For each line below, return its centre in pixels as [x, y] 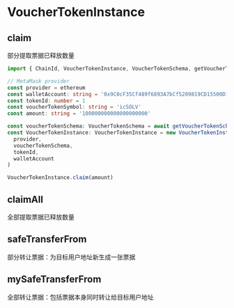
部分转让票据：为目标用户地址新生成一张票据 [71, 257]
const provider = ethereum [46, 88]
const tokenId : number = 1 [46, 101]
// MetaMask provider [39, 81]
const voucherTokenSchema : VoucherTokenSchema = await [88, 126]
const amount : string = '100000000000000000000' [79, 114]
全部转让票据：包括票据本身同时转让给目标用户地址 [80, 297]
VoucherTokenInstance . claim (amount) [60, 178]
